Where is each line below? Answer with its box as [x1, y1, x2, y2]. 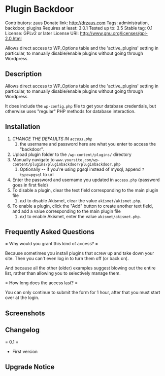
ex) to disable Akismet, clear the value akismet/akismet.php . [19, 197, 142, 203]
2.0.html [5, 36, 22, 41]
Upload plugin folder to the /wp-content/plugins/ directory [12, 151, 132, 157]
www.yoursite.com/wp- [56, 157, 100, 162]
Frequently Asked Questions [5, 227, 95, 236]
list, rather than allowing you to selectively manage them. [5, 270, 121, 276]
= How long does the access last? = [5, 280, 78, 286]
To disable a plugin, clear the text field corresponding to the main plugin [12, 187, 159, 193]
